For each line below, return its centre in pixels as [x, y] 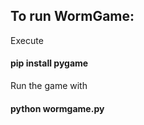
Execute [27, 40]
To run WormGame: [72, 16]
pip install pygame [49, 63]
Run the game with [49, 86]
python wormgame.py [57, 108]
